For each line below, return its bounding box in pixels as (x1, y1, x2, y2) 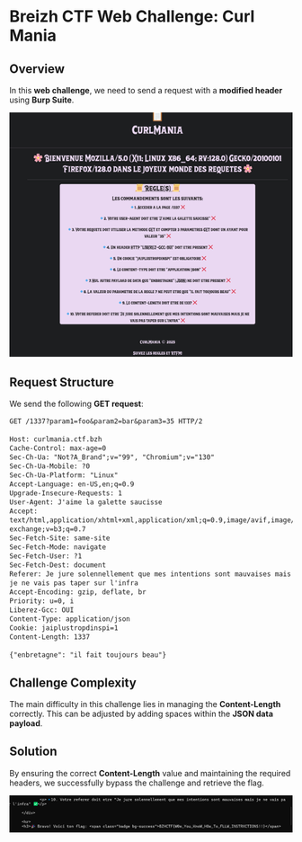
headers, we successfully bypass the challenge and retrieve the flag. (9, 777, 265, 788)
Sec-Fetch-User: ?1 (9, 552, 83, 561)
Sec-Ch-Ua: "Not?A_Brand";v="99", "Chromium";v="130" (9, 453, 216, 462)
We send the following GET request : (9, 398, 144, 410)
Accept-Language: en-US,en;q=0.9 (9, 480, 135, 489)
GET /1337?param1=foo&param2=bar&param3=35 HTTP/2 (9, 417, 203, 426)
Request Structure (9, 375, 115, 390)
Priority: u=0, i (9, 597, 75, 606)
